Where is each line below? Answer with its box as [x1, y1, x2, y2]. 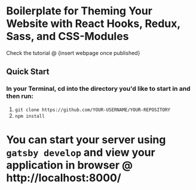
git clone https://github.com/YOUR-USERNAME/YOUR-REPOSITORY [14, 106, 171, 113]
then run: [6, 92, 34, 100]
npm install [14, 113, 45, 119]
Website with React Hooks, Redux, [6, 17, 180, 30]
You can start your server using [6, 133, 166, 146]
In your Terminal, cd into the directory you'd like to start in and [6, 85, 191, 93]
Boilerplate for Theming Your [6, 4, 152, 18]
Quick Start [6, 67, 50, 77]
